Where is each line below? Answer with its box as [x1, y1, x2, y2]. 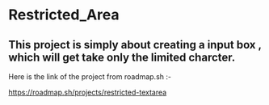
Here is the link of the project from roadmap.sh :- [8, 72, 172, 82]
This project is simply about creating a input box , [8, 38, 262, 52]
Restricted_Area [8, 6, 120, 24]
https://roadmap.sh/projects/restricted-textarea [8, 87, 167, 97]
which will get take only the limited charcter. [8, 50, 236, 64]
